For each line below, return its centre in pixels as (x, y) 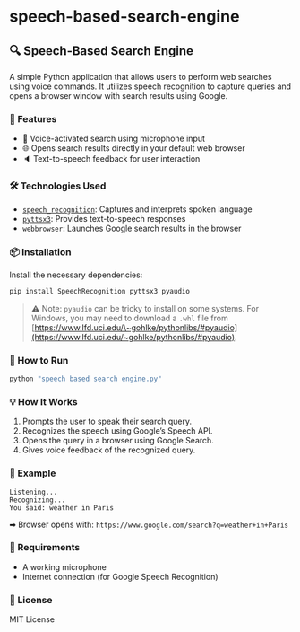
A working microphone (64, 566)
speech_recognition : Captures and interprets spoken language (137, 209)
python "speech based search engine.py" (86, 379)
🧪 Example (33, 473)
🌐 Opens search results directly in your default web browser (133, 148)
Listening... (34, 492)
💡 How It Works (43, 401)
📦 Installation (40, 251)
